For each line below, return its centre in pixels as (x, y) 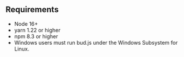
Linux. (22, 49)
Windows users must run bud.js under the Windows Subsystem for (96, 42)
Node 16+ (26, 24)
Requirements (32, 10)
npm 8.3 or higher (36, 36)
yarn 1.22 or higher (37, 30)
